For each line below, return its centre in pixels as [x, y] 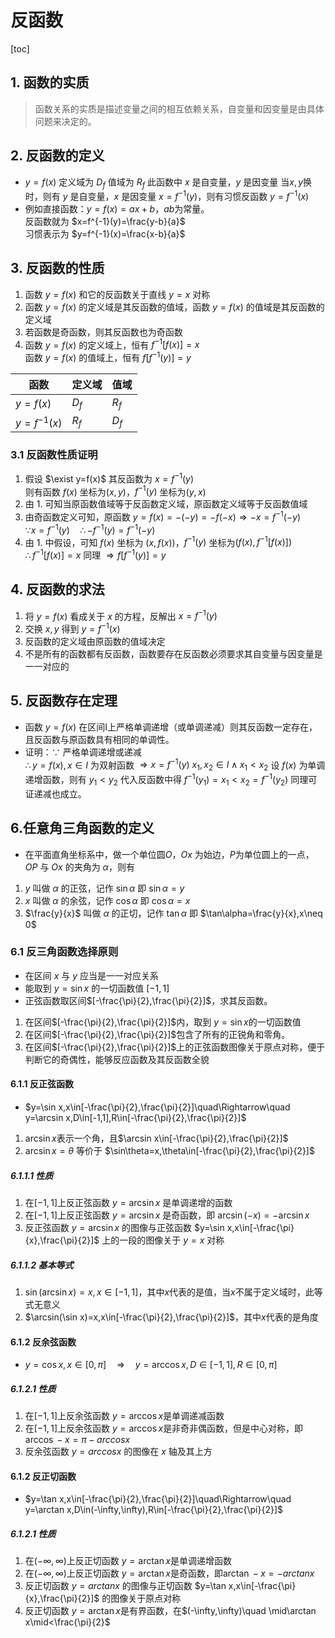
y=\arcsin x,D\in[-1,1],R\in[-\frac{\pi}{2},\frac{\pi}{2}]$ [135, 1118]
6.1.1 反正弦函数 [42, 1084]
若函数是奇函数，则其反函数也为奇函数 [103, 332]
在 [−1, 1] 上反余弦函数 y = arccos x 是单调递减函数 [124, 1416]
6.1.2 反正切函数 [43, 1476]
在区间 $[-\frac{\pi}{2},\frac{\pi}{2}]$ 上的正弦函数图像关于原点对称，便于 [175, 1047]
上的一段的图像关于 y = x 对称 [163, 1240]
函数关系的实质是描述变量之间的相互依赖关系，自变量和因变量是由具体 [179, 108]
